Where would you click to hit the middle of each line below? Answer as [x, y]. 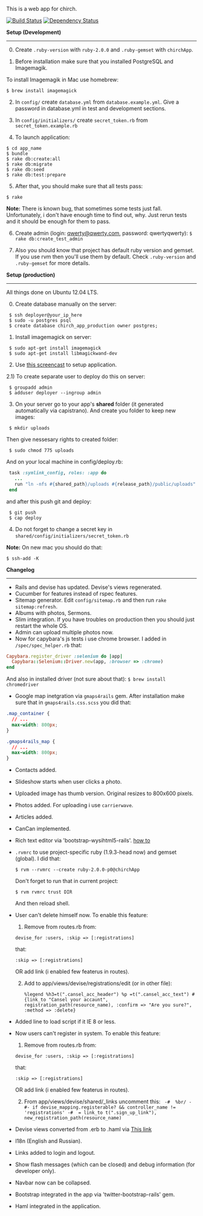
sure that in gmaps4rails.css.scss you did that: [73, 702]
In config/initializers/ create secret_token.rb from [81, 120]
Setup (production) [31, 275]
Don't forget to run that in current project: [67, 881]
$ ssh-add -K [23, 558]
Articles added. [34, 817]
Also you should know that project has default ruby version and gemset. [105, 250]
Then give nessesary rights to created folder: [63, 439]
